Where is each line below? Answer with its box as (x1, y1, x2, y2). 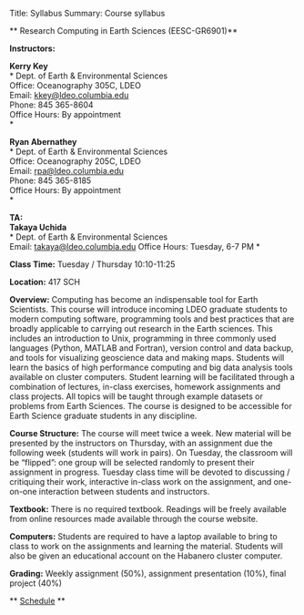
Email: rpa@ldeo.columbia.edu (9, 166, 125, 176)
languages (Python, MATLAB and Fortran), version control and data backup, (9, 343, 294, 354)
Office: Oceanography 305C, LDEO (9, 80, 141, 90)
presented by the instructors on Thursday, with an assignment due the (9, 437, 273, 448)
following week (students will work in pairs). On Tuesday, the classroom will (9, 447, 293, 458)
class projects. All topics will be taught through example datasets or (9, 391, 264, 402)
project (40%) (9, 578, 62, 589)
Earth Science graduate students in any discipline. (9, 410, 198, 421)
